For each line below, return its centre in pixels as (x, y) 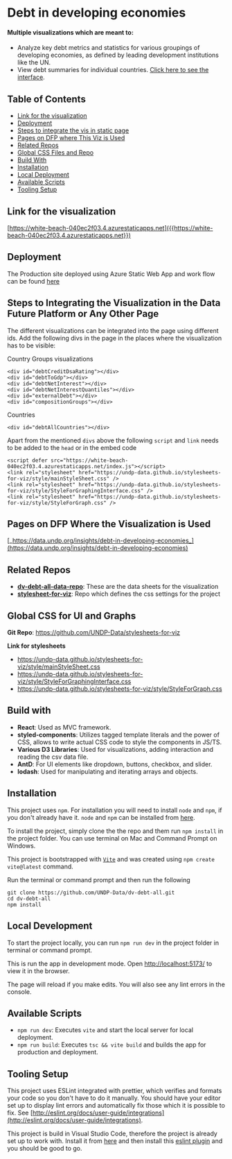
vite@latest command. (41, 866)
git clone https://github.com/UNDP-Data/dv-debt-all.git (91, 893)
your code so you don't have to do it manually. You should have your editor (114, 1098)
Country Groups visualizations (50, 359)
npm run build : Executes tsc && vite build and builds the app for (111, 1045)
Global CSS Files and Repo (55, 153)
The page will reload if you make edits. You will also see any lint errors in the (116, 984)
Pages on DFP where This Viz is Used (71, 138)
